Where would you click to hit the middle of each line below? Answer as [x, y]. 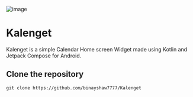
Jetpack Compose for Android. [44, 56]
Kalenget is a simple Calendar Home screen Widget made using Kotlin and [97, 49]
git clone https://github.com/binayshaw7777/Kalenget [74, 88]
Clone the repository [45, 74]
